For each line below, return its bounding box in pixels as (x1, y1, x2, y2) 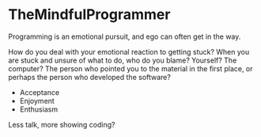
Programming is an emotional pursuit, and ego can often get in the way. (8, 32, 241, 41)
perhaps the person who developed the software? (8, 72, 172, 82)
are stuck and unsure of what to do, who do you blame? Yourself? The (8, 55, 237, 65)
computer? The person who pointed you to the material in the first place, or (8, 63, 253, 73)
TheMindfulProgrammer (8, 6, 171, 24)
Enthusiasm (19, 105, 58, 114)
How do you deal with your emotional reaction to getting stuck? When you (8, 47, 250, 56)
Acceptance (19, 87, 60, 97)
